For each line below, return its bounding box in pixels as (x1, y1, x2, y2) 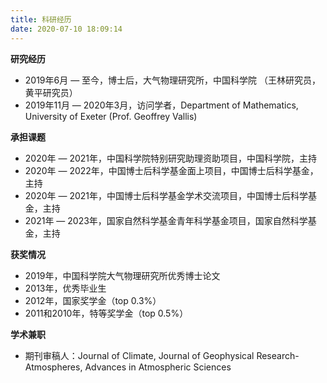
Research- (256, 349, 300, 361)
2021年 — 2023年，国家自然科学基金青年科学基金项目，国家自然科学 (24, 214, 308, 226)
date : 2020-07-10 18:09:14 (10, 24, 123, 34)
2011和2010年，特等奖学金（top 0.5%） (24, 307, 189, 319)
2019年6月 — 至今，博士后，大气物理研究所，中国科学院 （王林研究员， (24, 74, 322, 86)
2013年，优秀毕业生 (24, 282, 107, 294)
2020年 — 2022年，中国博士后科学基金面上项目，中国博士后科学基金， (24, 164, 319, 176)
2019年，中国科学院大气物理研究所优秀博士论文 (24, 269, 221, 281)
